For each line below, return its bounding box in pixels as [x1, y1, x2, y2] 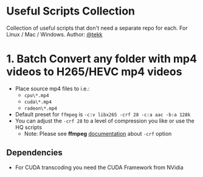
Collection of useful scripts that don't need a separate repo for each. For [6, 24, 188, 32]
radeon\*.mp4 [24, 105, 58, 112]
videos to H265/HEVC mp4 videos [6, 65, 182, 79]
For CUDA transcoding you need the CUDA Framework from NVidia [15, 164, 184, 171]
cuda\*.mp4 [24, 99, 52, 105]
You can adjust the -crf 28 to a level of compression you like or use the [15, 117, 194, 124]
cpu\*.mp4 [24, 92, 50, 98]
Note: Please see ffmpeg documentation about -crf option [24, 130, 172, 137]
